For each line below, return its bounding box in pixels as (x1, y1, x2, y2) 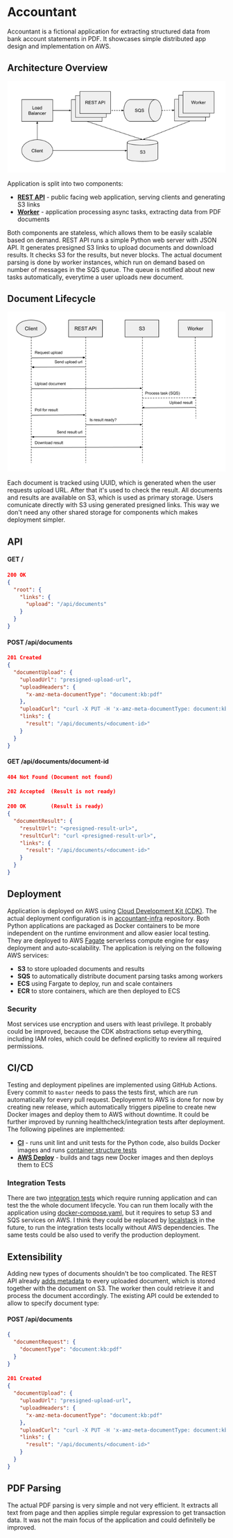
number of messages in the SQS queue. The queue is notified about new (7, 265, 215, 273)
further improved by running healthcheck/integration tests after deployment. (7, 1117, 225, 1126)
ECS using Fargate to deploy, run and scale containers (17, 979, 173, 988)
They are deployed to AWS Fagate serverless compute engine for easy (7, 936, 209, 945)
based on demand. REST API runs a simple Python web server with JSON (7, 236, 217, 244)
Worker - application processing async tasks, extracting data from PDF (17, 207, 222, 216)
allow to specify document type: (7, 1299, 99, 1308)
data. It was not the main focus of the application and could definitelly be (7, 1516, 216, 1524)
